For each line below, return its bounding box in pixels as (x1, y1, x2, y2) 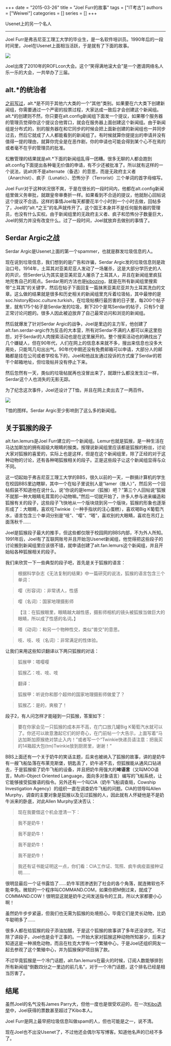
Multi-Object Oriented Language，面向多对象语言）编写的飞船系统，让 (14, 773, 162, 779)
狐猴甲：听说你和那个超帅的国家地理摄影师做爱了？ (17, 692, 125, 698)
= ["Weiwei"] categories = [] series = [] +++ (5, 10, 97, 16)
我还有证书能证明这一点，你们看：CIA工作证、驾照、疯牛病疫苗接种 (17, 863, 159, 869)
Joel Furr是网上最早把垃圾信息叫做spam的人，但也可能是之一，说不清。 (5, 1018, 156, 1025)
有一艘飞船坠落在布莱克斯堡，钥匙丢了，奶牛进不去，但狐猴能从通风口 (5, 760, 153, 766)
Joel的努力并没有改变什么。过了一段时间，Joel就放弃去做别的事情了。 (5, 217, 153, 223)
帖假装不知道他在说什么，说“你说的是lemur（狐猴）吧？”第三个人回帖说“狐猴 (5, 487, 166, 493)
